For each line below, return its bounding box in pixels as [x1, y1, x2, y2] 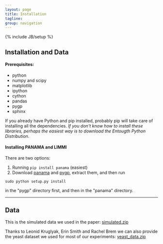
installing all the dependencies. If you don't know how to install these [5, 123, 143, 129]
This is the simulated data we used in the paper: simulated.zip [5, 219, 129, 225]
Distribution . [5, 133, 30, 139]
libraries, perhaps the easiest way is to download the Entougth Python [5, 128, 146, 134]
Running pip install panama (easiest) [12, 164, 88, 170]
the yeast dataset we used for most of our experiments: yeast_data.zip [5, 233, 146, 239]
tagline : [5, 16, 23, 21]
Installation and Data [5, 48, 69, 56]
